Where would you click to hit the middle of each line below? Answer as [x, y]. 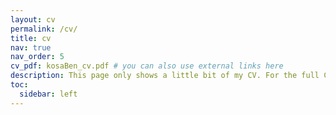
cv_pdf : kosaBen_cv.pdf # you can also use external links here [147, 66]
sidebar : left [48, 94]
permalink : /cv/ [44, 29]
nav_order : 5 [37, 57]
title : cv [31, 38]
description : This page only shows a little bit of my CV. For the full [165, 76]
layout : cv [33, 19]
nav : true [31, 47]
